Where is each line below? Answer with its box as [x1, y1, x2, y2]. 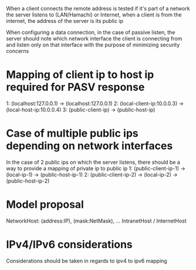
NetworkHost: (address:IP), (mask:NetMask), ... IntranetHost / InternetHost [6, 217, 187, 224]
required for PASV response [6, 80, 145, 94]
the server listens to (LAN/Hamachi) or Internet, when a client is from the [6, 11, 182, 18]
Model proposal [6, 198, 84, 211]
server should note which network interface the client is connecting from [6, 35, 183, 42]
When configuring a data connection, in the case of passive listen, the [6, 29, 175, 36]
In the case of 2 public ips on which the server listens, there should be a [6, 158, 181, 166]
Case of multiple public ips [6, 127, 139, 140]
